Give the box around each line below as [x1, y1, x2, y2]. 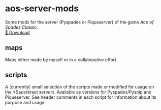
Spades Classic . [5, 24, 38, 30]
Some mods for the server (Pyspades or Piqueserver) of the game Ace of [5, 19, 154, 25]
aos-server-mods [5, 3, 79, 14]
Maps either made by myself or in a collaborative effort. [5, 57, 118, 63]
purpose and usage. [5, 99, 46, 105]
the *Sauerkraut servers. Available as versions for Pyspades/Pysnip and [5, 89, 152, 95]
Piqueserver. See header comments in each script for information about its [5, 94, 157, 100]
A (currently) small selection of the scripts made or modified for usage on [5, 84, 154, 89]
